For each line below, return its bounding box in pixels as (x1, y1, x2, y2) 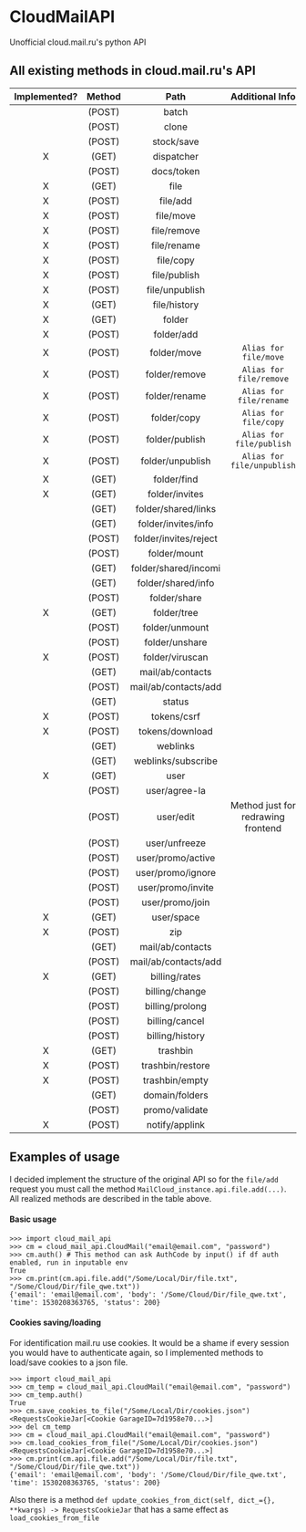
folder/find (153, 473, 199, 485)
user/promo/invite (138, 881, 214, 893)
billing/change (145, 985, 207, 997)
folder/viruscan (142, 651, 209, 663)
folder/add (153, 328, 199, 340)
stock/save (151, 135, 199, 148)
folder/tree (153, 606, 199, 619)
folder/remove (145, 368, 207, 380)
